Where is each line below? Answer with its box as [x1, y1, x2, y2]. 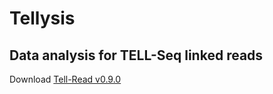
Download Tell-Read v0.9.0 [9, 73, 122, 85]
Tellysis [9, 7, 76, 30]
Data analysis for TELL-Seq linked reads [9, 47, 264, 64]
